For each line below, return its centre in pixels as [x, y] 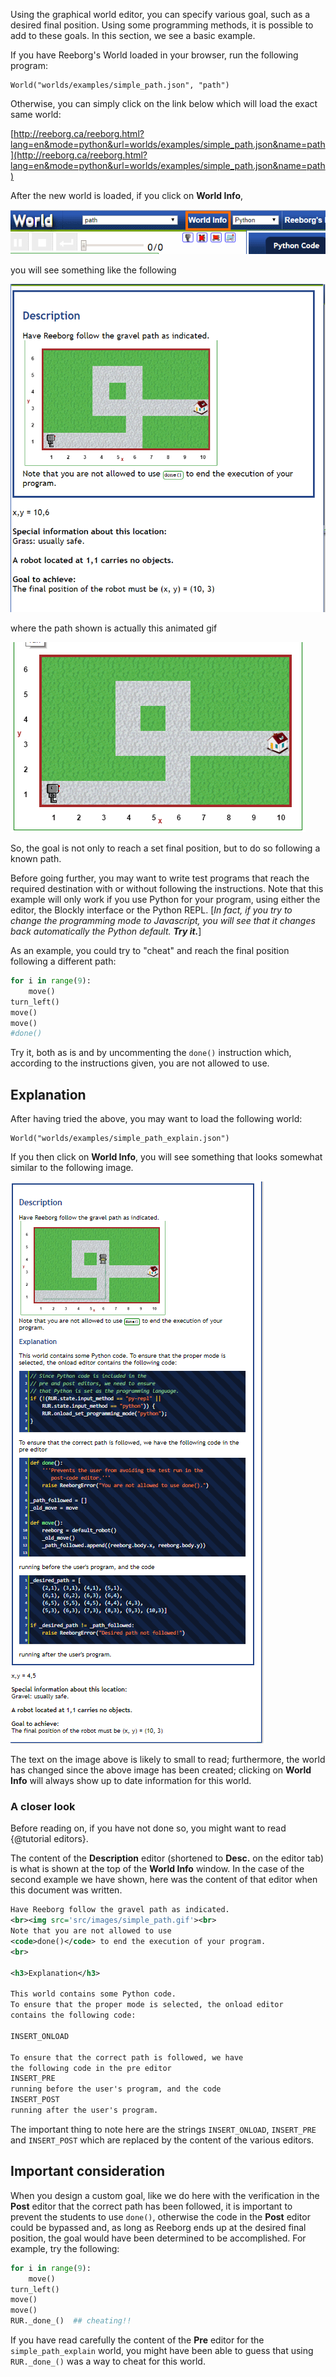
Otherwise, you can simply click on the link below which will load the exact [164, 103]
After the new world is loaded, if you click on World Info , [127, 195]
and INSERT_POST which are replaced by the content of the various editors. [162, 2140]
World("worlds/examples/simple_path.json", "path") [120, 85]
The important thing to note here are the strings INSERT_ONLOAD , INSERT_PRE [163, 2129]
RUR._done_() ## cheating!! [71, 2321]
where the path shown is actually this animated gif [114, 628]
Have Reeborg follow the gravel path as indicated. [120, 1910]
